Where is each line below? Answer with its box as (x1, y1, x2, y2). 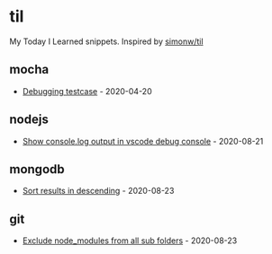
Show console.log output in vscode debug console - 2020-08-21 (22, 136, 264, 146)
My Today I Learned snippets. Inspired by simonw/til (9, 36, 204, 47)
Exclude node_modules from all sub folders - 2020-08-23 (22, 235, 238, 246)
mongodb (9, 162, 65, 177)
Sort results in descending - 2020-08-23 (22, 186, 175, 197)
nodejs (9, 112, 50, 127)
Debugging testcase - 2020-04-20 (22, 85, 152, 96)
